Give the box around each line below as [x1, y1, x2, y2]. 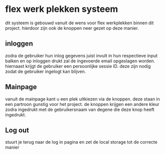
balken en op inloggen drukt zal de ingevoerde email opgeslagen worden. [5, 58, 155, 64]
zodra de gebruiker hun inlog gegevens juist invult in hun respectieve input [5, 52, 158, 58]
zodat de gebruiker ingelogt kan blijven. [5, 68, 86, 74]
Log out [5, 126, 29, 134]
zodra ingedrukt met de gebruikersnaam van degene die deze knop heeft [5, 106, 155, 112]
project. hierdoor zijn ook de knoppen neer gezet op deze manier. [5, 25, 139, 31]
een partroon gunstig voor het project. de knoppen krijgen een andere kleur [5, 101, 160, 107]
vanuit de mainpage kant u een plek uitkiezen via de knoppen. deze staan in [5, 96, 160, 102]
